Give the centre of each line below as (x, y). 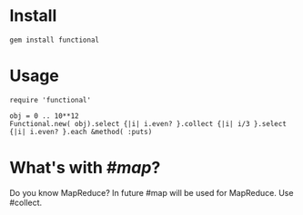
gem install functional (55, 40)
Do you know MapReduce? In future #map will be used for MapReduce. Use (151, 192)
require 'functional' (50, 100)
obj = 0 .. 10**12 (44, 116)
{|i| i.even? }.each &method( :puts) (81, 132)
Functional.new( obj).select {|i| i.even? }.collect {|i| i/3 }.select (148, 123)
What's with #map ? (85, 168)
